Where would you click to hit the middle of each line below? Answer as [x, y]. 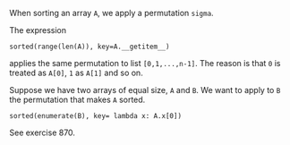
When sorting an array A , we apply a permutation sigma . [111, 13]
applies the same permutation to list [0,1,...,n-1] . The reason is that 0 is [145, 63]
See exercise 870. [43, 132]
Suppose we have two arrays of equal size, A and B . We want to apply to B [145, 90]
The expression [38, 30]
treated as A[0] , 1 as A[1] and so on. [76, 72]
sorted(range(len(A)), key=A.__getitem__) [90, 47]
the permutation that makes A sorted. [77, 99]
